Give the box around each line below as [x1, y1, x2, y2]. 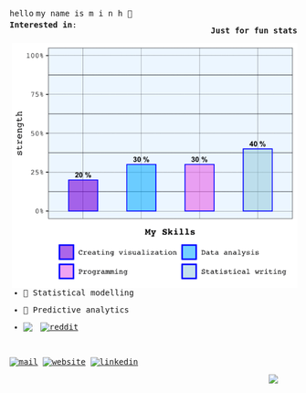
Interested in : [9, 20, 78, 30]
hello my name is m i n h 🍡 [9, 8, 132, 18]
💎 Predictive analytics [22, 304, 130, 314]
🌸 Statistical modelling [22, 287, 134, 298]
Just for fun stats [210, 26, 298, 36]
